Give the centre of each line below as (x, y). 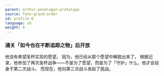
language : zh (18, 23)
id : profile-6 (20, 18)
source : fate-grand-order (31, 14)
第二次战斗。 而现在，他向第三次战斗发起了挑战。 (63, 69)
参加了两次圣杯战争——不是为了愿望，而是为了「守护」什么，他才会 (86, 63)
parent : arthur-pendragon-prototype (42, 9)
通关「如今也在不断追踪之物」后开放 (48, 46)
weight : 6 (15, 28)
